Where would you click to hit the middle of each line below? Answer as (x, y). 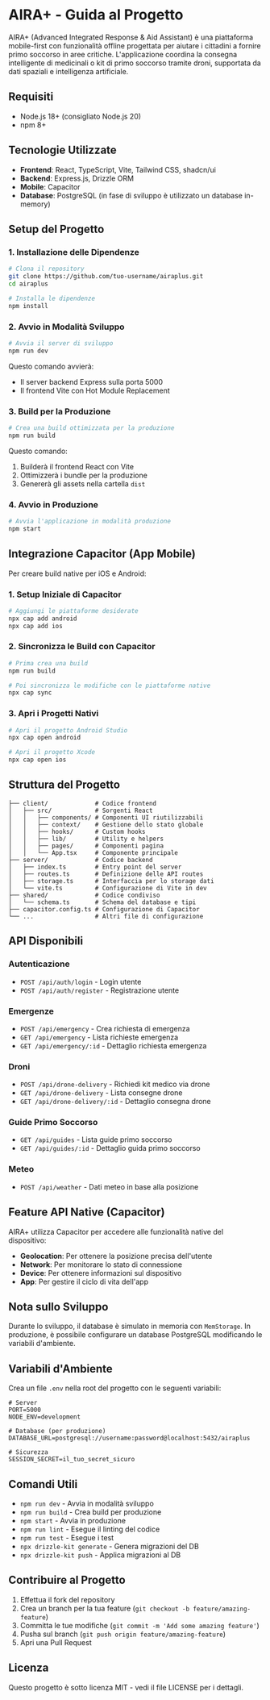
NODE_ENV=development (45, 1417)
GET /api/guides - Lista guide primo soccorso (96, 1140)
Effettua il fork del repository (67, 1599)
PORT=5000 (25, 1410)
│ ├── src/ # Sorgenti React (81, 810)
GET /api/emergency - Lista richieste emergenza (99, 1037)
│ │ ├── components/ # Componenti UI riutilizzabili (106, 817)
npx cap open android (45, 738)
